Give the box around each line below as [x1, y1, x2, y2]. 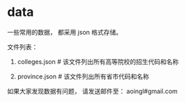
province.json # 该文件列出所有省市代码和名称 [17, 72, 150, 80]
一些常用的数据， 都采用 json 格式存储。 [7, 28, 123, 36]
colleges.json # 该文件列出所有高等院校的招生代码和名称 [17, 57, 179, 66]
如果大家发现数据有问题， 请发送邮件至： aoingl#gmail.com [7, 87, 178, 95]
